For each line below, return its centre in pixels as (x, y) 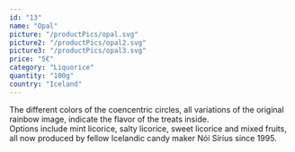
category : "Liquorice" (52, 68)
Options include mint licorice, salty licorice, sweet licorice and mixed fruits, (148, 128)
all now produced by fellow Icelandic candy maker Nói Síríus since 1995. (143, 138)
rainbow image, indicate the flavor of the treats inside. (109, 119)
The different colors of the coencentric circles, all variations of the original (147, 109)
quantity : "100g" (42, 76)
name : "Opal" (34, 26)
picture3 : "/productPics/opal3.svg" (78, 51)
